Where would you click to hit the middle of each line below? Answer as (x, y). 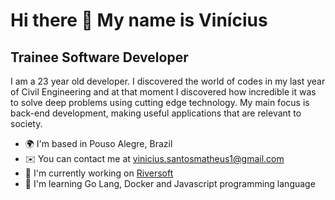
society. (26, 123)
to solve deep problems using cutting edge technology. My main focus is (160, 102)
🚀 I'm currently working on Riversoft (99, 173)
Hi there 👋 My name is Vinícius (139, 20)
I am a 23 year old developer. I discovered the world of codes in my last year (168, 81)
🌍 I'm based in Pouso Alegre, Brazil (98, 143)
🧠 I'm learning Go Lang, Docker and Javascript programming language (170, 183)
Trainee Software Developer (99, 57)
